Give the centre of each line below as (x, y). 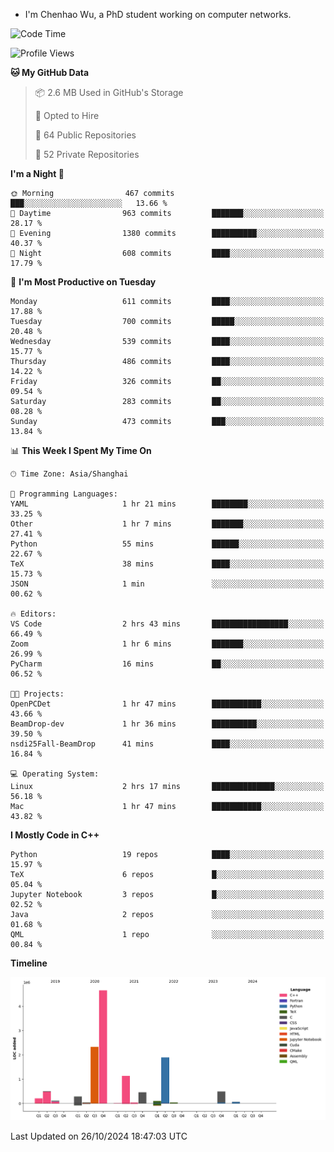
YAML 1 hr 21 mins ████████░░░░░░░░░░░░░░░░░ (167, 504)
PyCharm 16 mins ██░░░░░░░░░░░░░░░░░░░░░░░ (167, 664)
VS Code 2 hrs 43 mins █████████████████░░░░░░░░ (167, 624)
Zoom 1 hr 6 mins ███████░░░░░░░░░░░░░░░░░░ (167, 644)
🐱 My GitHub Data (50, 72)
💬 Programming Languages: (64, 494)
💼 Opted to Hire (67, 115)
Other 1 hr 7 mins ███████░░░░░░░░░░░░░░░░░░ (167, 524)
